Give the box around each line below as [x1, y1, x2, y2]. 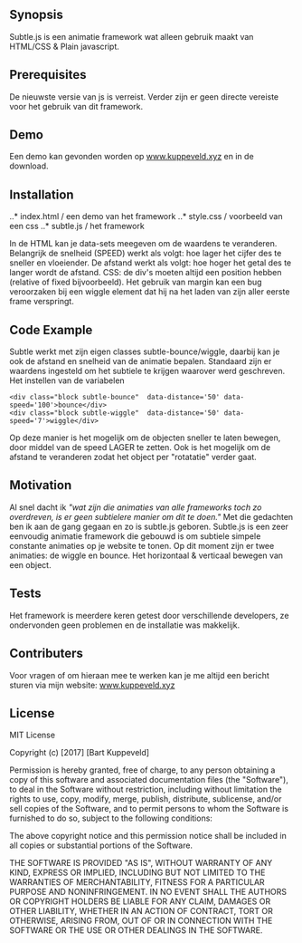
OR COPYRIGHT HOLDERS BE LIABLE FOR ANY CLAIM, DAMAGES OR [9, 896, 271, 907]
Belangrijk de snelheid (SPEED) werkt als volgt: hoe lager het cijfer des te [9, 248, 282, 259]
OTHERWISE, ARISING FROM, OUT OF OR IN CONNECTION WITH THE [9, 915, 273, 927]
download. [9, 160, 49, 171]
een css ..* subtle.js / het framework [9, 221, 145, 232]
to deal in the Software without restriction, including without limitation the [9, 784, 282, 795]
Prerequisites [9, 67, 87, 82]
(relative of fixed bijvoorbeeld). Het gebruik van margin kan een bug [9, 276, 262, 288]
